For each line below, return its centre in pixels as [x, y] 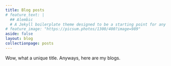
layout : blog [19, 39]
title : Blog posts [25, 10]
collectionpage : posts [29, 43]
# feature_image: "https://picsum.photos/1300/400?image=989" [73, 29]
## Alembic [22, 19]
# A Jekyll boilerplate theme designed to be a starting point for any [88, 24]
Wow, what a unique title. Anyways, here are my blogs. [63, 58]
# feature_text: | [25, 15]
